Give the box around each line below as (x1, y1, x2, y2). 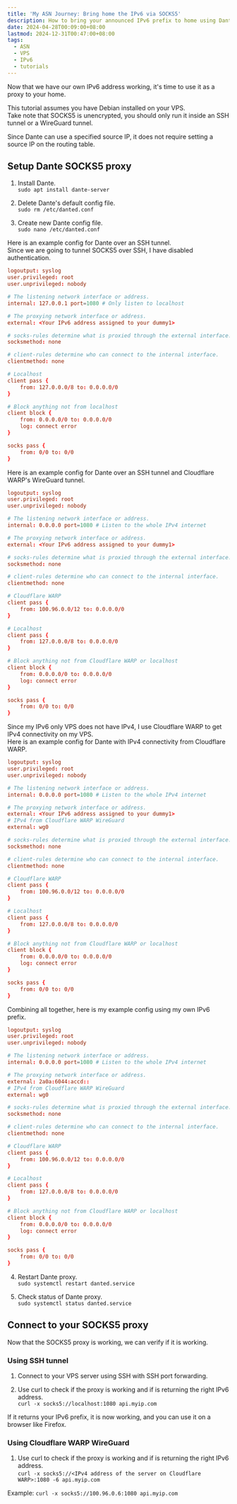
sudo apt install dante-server (17, 187, 110, 194)
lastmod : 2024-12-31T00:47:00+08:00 (7, 30, 115, 37)
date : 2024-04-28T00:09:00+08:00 (7, 23, 106, 30)
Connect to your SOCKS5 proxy (7, 1319, 149, 1331)
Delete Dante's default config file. (17, 199, 116, 207)
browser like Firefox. (7, 1421, 67, 1429)
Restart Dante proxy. (17, 1272, 78, 1281)
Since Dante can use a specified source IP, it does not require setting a (7, 132, 214, 141)
